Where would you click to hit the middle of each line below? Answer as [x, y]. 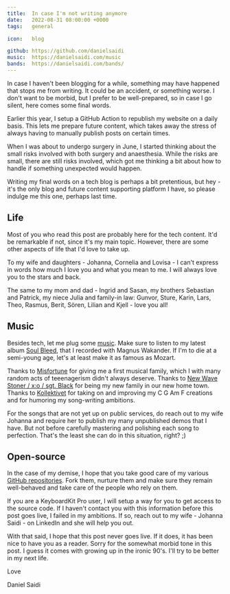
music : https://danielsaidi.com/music [64, 58]
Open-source [36, 456]
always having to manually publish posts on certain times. [89, 133]
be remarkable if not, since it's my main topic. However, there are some [108, 242]
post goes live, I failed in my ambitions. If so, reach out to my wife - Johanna [115, 516]
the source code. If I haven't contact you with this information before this [110, 508]
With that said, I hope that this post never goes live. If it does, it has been [110, 536]
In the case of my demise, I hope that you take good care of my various [108, 473]
